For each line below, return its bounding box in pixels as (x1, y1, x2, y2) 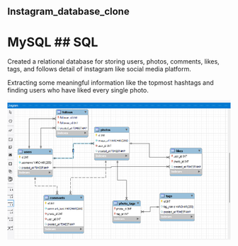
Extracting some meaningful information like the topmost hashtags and (7, 78, 214, 87)
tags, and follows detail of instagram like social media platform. (7, 65, 191, 74)
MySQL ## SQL (7, 34, 98, 50)
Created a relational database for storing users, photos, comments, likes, (7, 57, 220, 66)
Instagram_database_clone (7, 6, 130, 18)
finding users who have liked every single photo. (7, 86, 149, 95)
